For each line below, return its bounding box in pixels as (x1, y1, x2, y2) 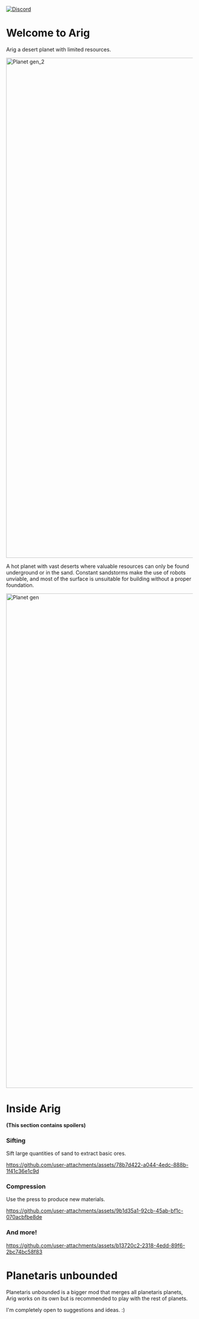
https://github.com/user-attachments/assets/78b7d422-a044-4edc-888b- (6, 1161, 189, 1169)
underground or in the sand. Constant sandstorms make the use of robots (6, 569, 186, 576)
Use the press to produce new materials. (6, 1196, 105, 1203)
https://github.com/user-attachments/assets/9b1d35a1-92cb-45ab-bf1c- (6, 1207, 184, 1214)
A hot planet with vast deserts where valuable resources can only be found (6, 563, 190, 570)
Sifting (6, 1136, 25, 1144)
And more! (6, 1228, 37, 1237)
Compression (6, 1182, 46, 1190)
